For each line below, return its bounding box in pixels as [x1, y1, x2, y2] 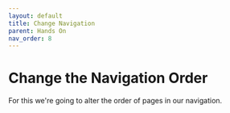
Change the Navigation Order [8, 69, 208, 87]
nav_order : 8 [8, 34, 52, 43]
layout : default [8, 11, 63, 20]
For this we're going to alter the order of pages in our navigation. [8, 96, 223, 106]
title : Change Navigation [8, 19, 95, 27]
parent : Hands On [8, 27, 67, 35]
